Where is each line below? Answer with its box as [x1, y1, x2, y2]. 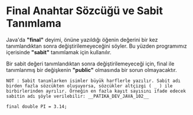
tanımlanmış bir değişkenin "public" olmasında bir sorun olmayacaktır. [6, 66, 177, 73]
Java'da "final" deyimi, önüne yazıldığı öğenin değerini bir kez [6, 36, 158, 43]
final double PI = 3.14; [6, 103, 67, 110]
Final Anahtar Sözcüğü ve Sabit [6, 4, 163, 18]
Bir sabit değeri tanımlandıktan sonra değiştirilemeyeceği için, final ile [6, 60, 175, 67]
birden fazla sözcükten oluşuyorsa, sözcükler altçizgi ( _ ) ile [6, 83, 173, 89]
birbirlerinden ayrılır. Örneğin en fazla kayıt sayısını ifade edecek [6, 88, 186, 94]
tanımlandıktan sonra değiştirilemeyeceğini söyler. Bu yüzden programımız [6, 42, 187, 50]
